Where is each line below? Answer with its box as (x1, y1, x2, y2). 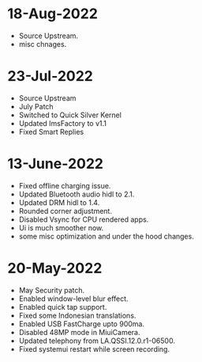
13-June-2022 (7, 155, 104, 173)
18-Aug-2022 (7, 5, 98, 23)
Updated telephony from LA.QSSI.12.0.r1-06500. (18, 336, 175, 345)
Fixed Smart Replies (18, 127, 84, 136)
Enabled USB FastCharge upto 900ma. (18, 318, 145, 329)
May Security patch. (18, 285, 85, 295)
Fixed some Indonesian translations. (18, 311, 137, 320)
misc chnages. (18, 39, 67, 48)
